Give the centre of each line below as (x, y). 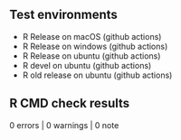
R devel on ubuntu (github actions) (87, 65)
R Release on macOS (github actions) (92, 36)
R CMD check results (70, 103)
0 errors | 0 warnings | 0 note (64, 125)
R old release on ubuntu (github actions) (97, 75)
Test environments (63, 15)
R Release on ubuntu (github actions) (91, 56)
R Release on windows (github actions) (95, 46)
